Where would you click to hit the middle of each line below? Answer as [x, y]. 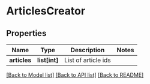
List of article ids [87, 60]
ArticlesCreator [46, 11]
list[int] [48, 60]
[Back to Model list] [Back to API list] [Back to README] [75, 75]
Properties [26, 33]
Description [88, 50]
